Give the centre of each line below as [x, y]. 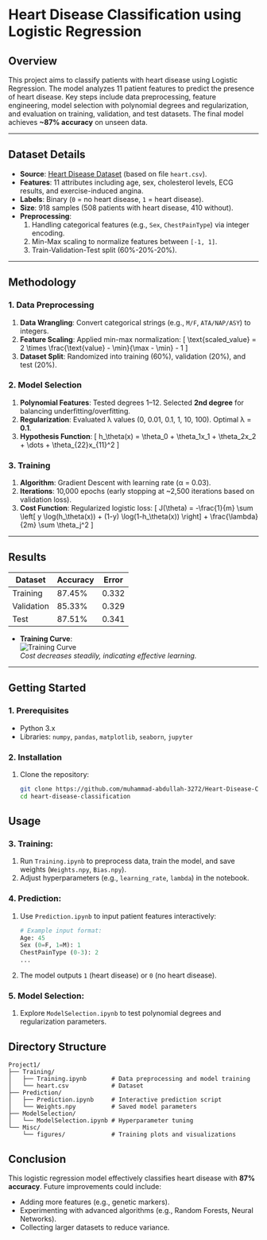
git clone [36, 789]
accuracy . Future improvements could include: [85, 1186]
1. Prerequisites [39, 711]
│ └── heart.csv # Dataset [76, 1086]
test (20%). [38, 364]
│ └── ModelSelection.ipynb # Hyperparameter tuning [101, 1121]
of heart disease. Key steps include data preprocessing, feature [112, 97]
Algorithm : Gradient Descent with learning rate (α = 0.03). [115, 483]
